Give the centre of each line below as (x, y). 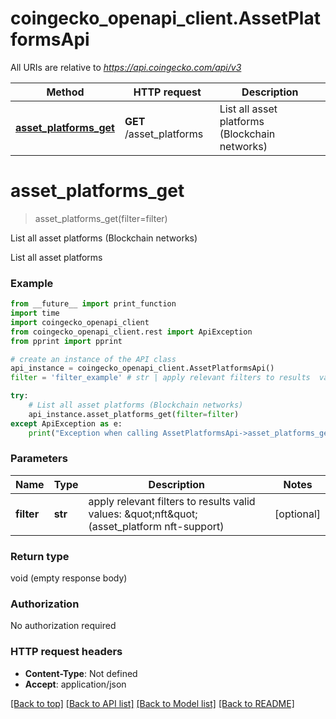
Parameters (39, 459)
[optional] (297, 514)
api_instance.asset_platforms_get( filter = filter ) (134, 414)
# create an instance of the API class (93, 359)
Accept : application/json (75, 684)
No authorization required (63, 626)
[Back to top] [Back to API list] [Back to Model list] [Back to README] (152, 703)
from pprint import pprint (66, 341)
